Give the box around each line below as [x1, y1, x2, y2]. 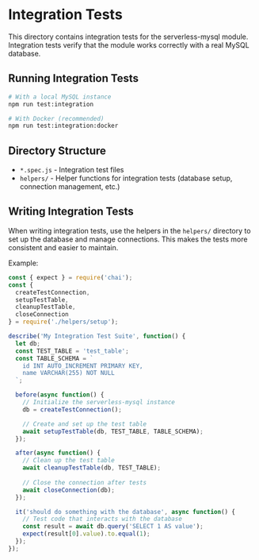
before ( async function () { [15, 391, 105, 399]
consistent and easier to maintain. [8, 242, 119, 252]
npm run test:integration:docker [8, 122, 119, 130]
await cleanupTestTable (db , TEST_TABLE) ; [22, 464, 161, 472]
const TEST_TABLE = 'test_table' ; [15, 347, 129, 355]
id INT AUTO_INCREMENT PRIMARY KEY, [22, 361, 144, 370]
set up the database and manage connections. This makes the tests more [8, 234, 248, 244]
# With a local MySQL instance [8, 93, 112, 101]
